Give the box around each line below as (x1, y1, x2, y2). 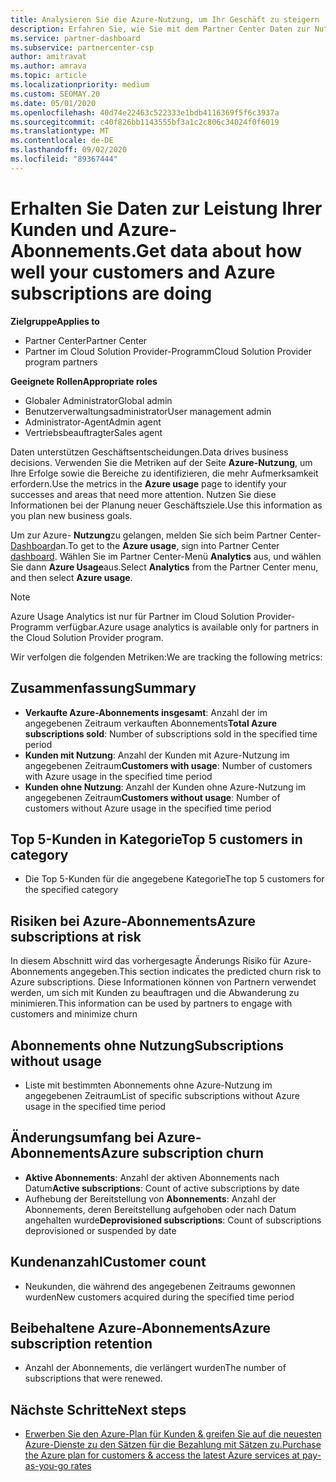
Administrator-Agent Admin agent (24, 416, 162, 428)
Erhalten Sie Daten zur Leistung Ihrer (10, 197, 323, 220)
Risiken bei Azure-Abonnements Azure (10, 912, 256, 930)
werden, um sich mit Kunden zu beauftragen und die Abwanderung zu (10, 987, 300, 999)
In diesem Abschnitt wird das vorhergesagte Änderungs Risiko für (10, 955, 282, 967)
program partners (24, 356, 98, 368)
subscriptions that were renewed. (24, 1372, 163, 1385)
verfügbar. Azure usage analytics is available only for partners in (55, 621, 320, 633)
